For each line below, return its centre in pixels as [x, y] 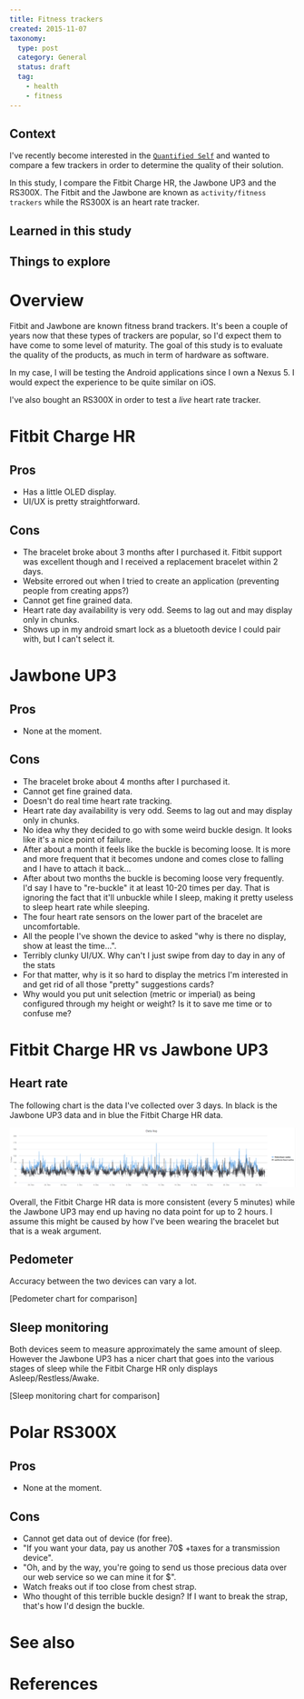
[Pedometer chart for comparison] [74, 1299]
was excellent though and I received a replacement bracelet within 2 [150, 561]
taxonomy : [28, 38]
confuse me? [47, 1013]
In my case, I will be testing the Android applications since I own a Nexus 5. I [152, 373]
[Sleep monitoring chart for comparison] [85, 1396]
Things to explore [60, 262]
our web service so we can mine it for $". [99, 1577]
